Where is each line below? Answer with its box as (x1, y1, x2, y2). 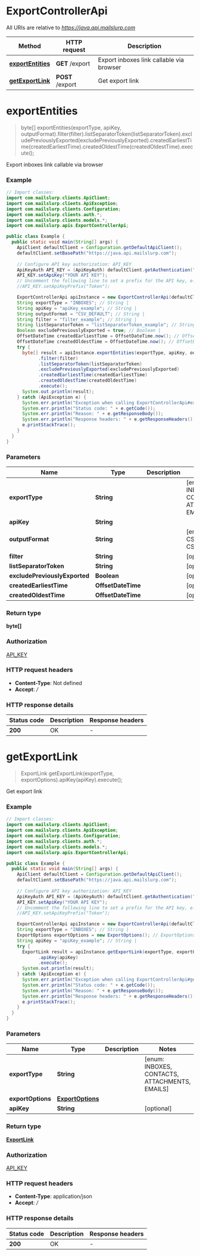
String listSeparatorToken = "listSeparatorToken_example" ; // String (17, 322, 196, 328)
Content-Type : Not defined (14, 679, 82, 686)
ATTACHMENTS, (144, 1077, 191, 1086)
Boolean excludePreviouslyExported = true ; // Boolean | (17, 327, 161, 334)
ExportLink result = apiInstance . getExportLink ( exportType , (21, 948, 174, 955)
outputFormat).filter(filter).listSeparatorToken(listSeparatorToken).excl (20, 130, 192, 137)
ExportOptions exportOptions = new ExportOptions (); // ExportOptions (17, 932, 196, 938)
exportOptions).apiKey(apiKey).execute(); (20, 776, 123, 784)
